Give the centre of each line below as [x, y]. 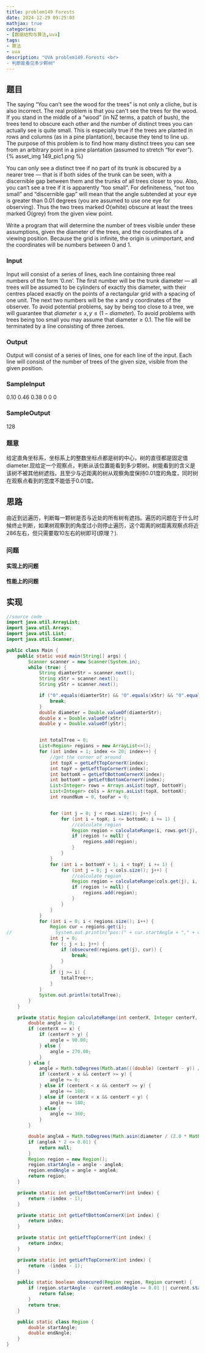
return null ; [55, 1148]
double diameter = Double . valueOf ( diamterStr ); [101, 712]
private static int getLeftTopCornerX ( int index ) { [84, 1260]
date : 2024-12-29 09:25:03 [41, 18]
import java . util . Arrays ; [39, 628]
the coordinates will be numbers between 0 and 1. [69, 245]
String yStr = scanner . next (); [79, 685]
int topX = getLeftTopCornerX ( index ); [99, 763]
